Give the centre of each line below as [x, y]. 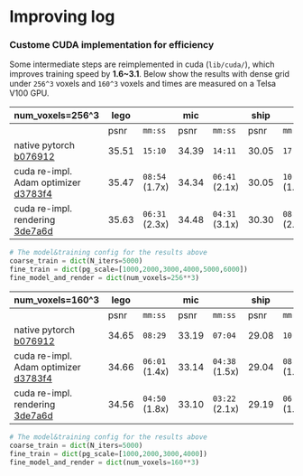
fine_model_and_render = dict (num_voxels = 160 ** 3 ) [105, 462]
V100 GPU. [29, 93]
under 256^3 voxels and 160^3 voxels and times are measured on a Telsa [143, 84]
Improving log [62, 17]
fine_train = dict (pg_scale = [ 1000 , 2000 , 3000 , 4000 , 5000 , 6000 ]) [129, 270]
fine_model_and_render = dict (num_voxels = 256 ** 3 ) [105, 278]
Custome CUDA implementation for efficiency [112, 45]
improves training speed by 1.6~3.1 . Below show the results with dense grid [150, 74]
